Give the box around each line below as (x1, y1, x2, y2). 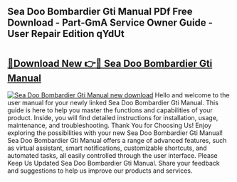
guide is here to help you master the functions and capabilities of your (7, 106, 213, 114)
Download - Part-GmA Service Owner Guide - (7, 17, 214, 29)
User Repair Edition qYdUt (7, 28, 125, 40)
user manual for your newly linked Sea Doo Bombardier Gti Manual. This (7, 99, 219, 107)
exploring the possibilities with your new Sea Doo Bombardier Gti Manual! (7, 129, 223, 137)
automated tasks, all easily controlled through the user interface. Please (7, 151, 218, 159)
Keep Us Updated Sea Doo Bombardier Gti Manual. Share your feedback (7, 159, 220, 167)
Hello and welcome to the (154, 91, 230, 99)
